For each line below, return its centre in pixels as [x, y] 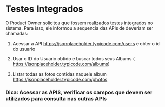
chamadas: [17, 33]
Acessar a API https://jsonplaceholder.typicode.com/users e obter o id [86, 43]
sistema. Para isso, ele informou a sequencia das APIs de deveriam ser [79, 28]
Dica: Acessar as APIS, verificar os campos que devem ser [79, 92]
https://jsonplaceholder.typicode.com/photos [60, 79]
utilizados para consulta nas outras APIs [56, 98]
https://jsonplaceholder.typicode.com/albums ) [61, 64]
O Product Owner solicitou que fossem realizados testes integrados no [79, 23]
